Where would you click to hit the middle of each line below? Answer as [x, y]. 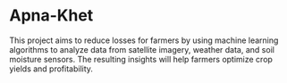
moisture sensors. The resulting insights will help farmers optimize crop [141, 59]
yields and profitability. [51, 69]
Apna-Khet [51, 16]
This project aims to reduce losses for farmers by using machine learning [144, 40]
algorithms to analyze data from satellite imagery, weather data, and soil [142, 49]
